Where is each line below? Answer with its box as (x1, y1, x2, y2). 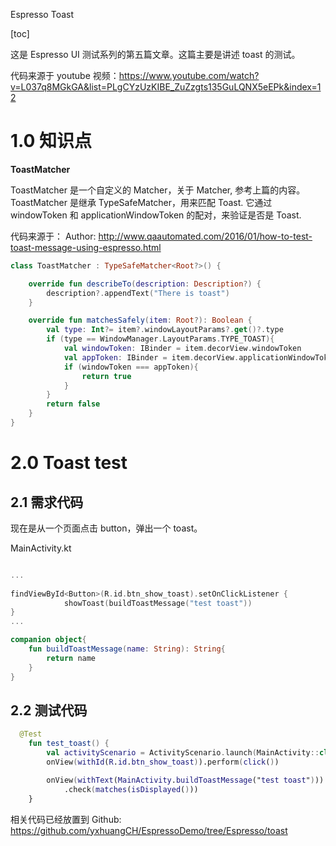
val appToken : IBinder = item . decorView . (63, 352, 240, 363)
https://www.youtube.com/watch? (118, 70, 260, 81)
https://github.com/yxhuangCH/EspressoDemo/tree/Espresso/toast (10, 824, 288, 836)
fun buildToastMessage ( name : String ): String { (28, 644, 226, 654)
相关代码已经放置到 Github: (10, 813, 122, 825)
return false (46, 399, 101, 409)
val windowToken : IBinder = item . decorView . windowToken (63, 344, 302, 354)
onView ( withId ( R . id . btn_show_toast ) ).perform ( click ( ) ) (46, 757, 280, 767)
